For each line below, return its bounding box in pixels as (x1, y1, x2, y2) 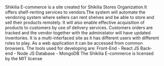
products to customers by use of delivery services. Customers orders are (5, 25, 153, 31)
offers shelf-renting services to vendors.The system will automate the (5, 9, 146, 15)
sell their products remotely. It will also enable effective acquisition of (5, 19, 145, 25)
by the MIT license (5, 56, 43, 61)
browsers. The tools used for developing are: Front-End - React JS (5, 46, 140, 51)
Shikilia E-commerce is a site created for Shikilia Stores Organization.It (5, 4, 147, 10)
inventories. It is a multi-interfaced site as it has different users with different (5, 35, 159, 41)
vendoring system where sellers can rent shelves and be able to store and (5, 15, 154, 20)
